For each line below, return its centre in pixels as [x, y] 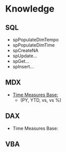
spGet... [21, 61]
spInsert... [23, 67]
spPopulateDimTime [34, 45]
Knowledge [30, 9]
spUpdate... [25, 56]
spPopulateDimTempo [36, 40]
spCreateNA [25, 50]
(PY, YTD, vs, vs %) [41, 100]
